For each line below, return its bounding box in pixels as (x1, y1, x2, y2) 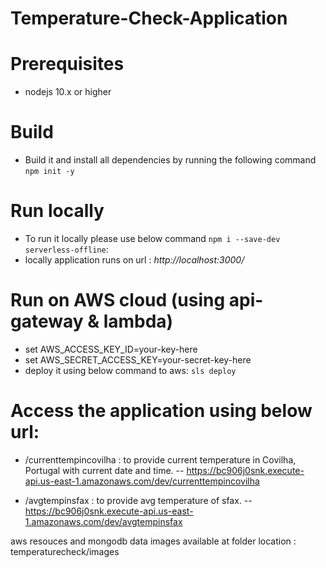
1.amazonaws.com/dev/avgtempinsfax (24, 515, 183, 527)
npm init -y (24, 167, 75, 177)
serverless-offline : (24, 243, 109, 255)
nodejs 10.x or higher (24, 86, 112, 98)
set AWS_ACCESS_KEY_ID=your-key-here (24, 343, 198, 355)
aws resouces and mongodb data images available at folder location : (10, 535, 297, 547)
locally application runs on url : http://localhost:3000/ (24, 254, 245, 266)
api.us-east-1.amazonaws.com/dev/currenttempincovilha (24, 475, 260, 487)
